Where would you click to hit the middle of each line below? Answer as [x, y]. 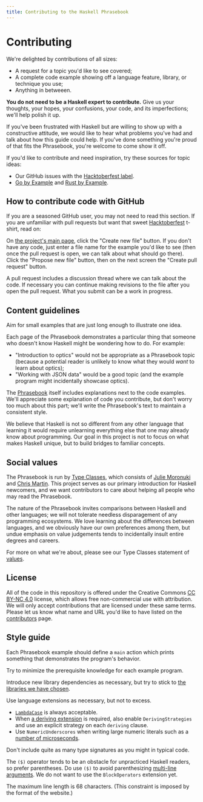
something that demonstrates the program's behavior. [74, 659]
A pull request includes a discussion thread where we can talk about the [96, 278]
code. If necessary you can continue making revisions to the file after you [98, 285]
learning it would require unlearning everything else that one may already [98, 430]
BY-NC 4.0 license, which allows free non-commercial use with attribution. [99, 599]
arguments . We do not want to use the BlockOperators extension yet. [92, 774]
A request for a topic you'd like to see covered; [73, 71]
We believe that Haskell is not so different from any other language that [95, 424]
